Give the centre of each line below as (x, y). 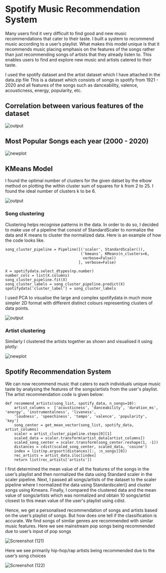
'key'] (12, 421)
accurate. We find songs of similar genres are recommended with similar (79, 520)
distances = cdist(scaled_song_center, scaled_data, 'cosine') (81, 447)
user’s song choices (26, 556)
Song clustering (25, 214)
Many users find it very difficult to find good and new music (66, 33)
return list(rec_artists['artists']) (53, 459)
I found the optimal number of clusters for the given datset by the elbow (79, 181)
